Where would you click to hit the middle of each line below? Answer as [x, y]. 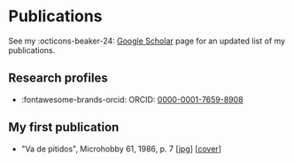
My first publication [64, 127]
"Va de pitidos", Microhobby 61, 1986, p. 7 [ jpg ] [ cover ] [121, 149]
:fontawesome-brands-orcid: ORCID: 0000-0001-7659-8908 [132, 99]
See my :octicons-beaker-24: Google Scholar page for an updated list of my [147, 41]
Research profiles [58, 78]
